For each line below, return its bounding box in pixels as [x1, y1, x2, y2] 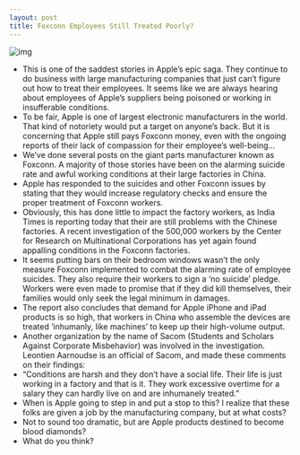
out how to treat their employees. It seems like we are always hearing [21, 83, 279, 93]
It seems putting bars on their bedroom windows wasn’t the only [21, 254, 261, 265]
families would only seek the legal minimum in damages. [21, 293, 231, 303]
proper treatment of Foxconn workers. [21, 197, 164, 207]
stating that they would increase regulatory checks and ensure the [21, 188, 268, 198]
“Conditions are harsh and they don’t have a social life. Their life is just [21, 369, 282, 380]
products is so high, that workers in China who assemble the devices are [21, 311, 291, 322]
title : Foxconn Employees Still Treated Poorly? [9, 22, 194, 31]
